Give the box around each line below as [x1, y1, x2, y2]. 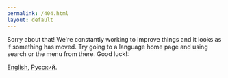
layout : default [7, 16, 53, 23]
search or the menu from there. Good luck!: [7, 49, 129, 58]
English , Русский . [7, 63, 58, 71]
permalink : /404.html [7, 10, 69, 17]
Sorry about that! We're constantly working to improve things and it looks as [7, 35, 222, 43]
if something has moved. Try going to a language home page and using [7, 42, 208, 51]
